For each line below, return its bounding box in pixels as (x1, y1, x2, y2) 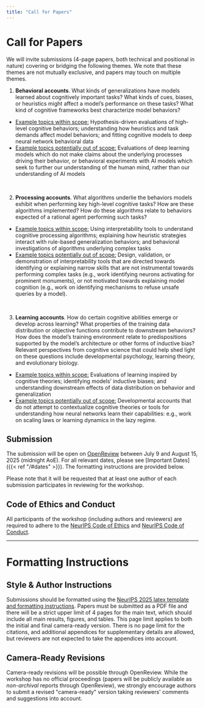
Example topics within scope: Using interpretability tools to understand (15, 225, 193, 232)
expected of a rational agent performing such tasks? (15, 213, 148, 221)
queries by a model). (15, 290, 67, 297)
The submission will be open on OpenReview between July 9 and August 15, (6, 450, 198, 458)
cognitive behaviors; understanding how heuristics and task (28, 125, 179, 132)
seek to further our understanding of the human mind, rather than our (15, 163, 190, 171)
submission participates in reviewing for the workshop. (6, 481, 145, 489)
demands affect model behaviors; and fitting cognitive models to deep (15, 131, 192, 138)
